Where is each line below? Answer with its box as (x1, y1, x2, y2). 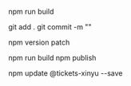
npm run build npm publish (8, 53, 97, 62)
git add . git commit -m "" (8, 22, 92, 31)
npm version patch (8, 37, 70, 47)
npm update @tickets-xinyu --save (8, 68, 123, 78)
